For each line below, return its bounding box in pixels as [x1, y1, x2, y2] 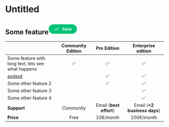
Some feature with [7, 55, 46, 61]
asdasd [7, 73, 23, 79]
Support [7, 105, 25, 111]
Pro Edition [96, 45, 120, 51]
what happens [7, 66, 37, 72]
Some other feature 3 [7, 88, 52, 94]
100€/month [130, 114, 157, 120]
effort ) [100, 107, 115, 113]
